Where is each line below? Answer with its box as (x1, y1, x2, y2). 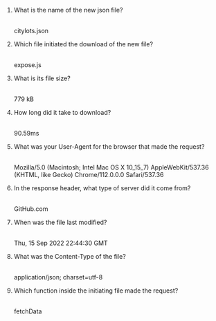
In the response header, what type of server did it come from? (13, 184, 191, 192)
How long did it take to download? (13, 109, 111, 116)
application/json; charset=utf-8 (13, 273, 103, 281)
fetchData (13, 307, 42, 315)
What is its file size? (13, 74, 71, 82)
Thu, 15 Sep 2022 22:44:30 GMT (13, 239, 109, 247)
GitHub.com (13, 205, 48, 213)
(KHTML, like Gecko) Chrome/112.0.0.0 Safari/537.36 (13, 171, 164, 178)
